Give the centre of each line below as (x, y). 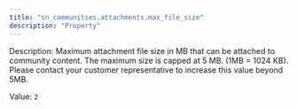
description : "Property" (55, 26)
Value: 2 (23, 96)
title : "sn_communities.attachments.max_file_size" (106, 17)
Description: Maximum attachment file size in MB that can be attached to (142, 51)
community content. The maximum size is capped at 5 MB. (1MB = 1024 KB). (149, 60)
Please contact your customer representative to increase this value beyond (146, 70)
